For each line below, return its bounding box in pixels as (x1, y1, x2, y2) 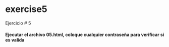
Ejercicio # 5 (5, 20, 31, 26)
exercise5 (5, 3, 48, 15)
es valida (5, 36, 25, 43)
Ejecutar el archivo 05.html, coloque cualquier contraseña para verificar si (5, 31, 164, 37)
